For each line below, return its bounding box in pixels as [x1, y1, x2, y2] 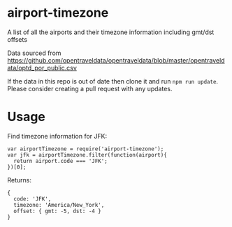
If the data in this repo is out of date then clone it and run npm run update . [7, 77, 219, 85]
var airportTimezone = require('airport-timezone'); [7, 145, 164, 152]
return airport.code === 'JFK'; [13, 157, 108, 164]
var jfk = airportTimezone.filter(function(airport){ [7, 151, 168, 158]
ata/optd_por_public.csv [7, 63, 77, 72]
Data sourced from [7, 49, 61, 57]
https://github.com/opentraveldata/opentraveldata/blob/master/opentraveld [7, 56, 225, 64]
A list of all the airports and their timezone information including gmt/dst [7, 28, 215, 36]
